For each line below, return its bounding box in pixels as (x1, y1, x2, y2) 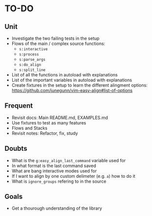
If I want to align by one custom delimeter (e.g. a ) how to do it (11, 173, 135, 179)
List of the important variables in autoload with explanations (11, 77, 132, 83)
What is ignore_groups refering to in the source (11, 178, 107, 184)
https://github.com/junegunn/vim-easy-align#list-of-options (11, 88, 133, 93)
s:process (19, 52, 40, 57)
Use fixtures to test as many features (11, 120, 87, 125)
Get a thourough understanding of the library (11, 205, 102, 211)
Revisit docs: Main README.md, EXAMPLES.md (11, 115, 108, 120)
